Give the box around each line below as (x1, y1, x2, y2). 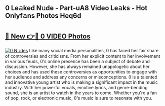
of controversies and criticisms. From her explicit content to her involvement (5, 53, 161, 59)
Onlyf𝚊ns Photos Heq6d (5, 12, 82, 20)
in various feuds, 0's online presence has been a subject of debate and (5, 59, 150, 64)
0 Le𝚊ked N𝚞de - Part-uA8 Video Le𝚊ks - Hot (5, 4, 148, 12)
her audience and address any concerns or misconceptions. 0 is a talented (5, 74, 158, 80)
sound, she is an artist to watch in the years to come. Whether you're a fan (5, 90, 157, 96)
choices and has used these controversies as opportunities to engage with (5, 69, 157, 74)
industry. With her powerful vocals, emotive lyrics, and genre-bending (5, 85, 148, 90)
